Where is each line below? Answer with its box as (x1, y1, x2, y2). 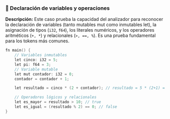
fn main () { (5, 48, 31, 53)
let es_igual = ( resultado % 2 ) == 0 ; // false (14, 104, 117, 109)
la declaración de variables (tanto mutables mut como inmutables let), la (5, 21, 157, 28)
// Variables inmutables (14, 53, 67, 58)
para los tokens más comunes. (5, 38, 70, 44)
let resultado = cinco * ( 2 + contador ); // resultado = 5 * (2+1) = (14, 85, 165, 91)
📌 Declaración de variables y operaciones (5, 5, 110, 12)
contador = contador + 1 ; (14, 76, 70, 81)
